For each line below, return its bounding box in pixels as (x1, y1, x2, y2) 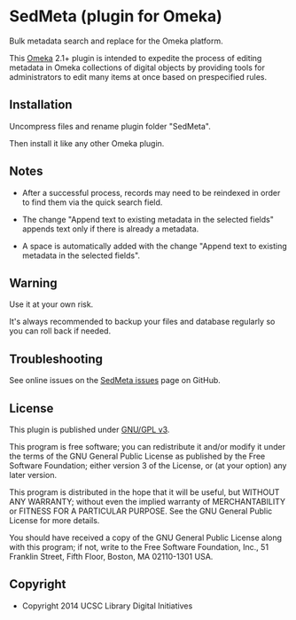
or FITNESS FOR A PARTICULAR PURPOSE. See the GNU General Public (9, 506, 273, 516)
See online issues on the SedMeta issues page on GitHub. (9, 375, 222, 386)
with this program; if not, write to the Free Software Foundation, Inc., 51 (9, 542, 269, 552)
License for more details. (9, 515, 100, 525)
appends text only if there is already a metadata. (21, 224, 199, 234)
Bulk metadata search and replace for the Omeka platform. (9, 35, 223, 46)
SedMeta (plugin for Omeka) (9, 6, 223, 27)
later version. (9, 470, 58, 480)
